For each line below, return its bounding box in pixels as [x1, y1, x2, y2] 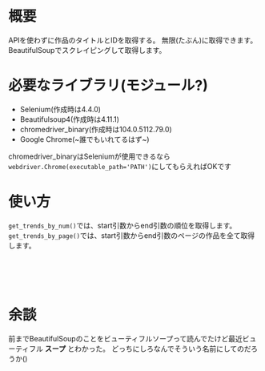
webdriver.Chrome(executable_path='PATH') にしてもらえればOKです [8, 161, 232, 171]
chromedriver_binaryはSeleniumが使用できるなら [8, 151, 171, 161]
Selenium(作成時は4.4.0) [19, 104, 102, 114]
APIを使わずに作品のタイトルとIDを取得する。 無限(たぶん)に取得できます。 [8, 35, 258, 45]
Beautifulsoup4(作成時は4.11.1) [19, 114, 120, 124]
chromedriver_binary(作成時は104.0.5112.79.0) [19, 124, 172, 134]
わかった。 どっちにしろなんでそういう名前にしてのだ [74, 344, 251, 353]
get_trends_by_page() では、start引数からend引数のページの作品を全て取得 [8, 230, 255, 240]
